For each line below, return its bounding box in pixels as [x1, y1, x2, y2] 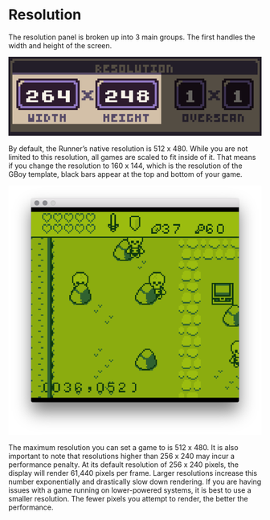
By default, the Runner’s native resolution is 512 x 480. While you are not [8, 144, 248, 154]
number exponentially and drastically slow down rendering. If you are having [8, 477, 262, 487]
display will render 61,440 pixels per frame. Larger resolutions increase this [8, 469, 258, 478]
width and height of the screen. [8, 40, 112, 50]
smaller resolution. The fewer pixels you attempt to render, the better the [8, 494, 248, 504]
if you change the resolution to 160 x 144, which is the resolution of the [8, 161, 243, 170]
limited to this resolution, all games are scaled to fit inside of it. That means [8, 153, 256, 162]
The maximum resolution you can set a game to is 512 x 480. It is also [8, 443, 239, 452]
